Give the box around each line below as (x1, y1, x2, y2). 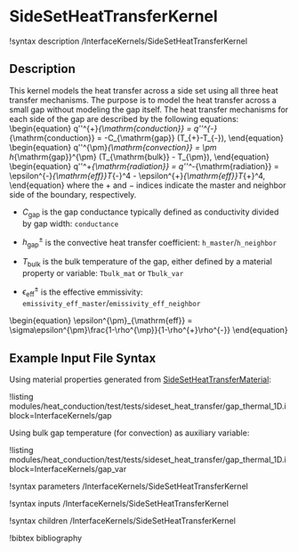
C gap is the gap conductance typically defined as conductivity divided (21, 207, 279, 219)
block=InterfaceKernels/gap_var (9, 464, 127, 475)
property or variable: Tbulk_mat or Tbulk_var (21, 267, 184, 278)
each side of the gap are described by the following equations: (9, 113, 239, 124)
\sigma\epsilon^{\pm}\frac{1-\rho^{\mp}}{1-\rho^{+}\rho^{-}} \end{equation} (9, 325, 288, 336)
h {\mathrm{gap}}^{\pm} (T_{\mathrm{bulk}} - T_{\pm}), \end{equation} (9, 151, 270, 162)
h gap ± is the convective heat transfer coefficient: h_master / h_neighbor (21, 235, 278, 249)
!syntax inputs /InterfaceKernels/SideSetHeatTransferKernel (9, 499, 230, 509)
